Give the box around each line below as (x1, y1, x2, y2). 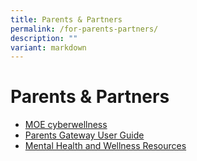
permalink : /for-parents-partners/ (10, 24, 159, 34)
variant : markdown (10, 42, 87, 53)
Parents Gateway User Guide (24, 129, 145, 141)
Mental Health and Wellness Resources (24, 140, 187, 152)
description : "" (10, 33, 78, 43)
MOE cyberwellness (24, 119, 108, 131)
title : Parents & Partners (10, 14, 123, 25)
